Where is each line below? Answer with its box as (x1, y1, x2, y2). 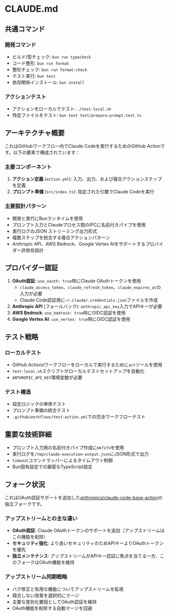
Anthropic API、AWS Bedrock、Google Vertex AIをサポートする (12, 241, 146, 247)
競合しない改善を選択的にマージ (12, 592, 79, 598)
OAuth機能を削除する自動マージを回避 (12, 605, 93, 611)
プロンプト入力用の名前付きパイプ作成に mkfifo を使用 (12, 445, 124, 451)
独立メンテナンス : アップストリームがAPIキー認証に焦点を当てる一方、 (12, 553, 160, 559)
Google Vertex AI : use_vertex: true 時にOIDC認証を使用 (12, 316, 130, 322)
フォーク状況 (5, 480, 45, 489)
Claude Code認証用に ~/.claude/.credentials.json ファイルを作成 (19, 297, 158, 303)
